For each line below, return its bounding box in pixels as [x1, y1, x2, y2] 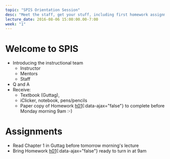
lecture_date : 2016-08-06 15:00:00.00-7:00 [5, 17, 99, 22]
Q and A [12, 81, 30, 87]
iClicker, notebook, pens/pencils [20, 97, 88, 103]
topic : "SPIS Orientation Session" [5, 7, 80, 13]
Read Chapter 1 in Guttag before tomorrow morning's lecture [12, 142, 139, 149]
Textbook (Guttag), [20, 92, 60, 98]
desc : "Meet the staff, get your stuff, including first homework [5, 12, 148, 17]
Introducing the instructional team [12, 60, 83, 66]
